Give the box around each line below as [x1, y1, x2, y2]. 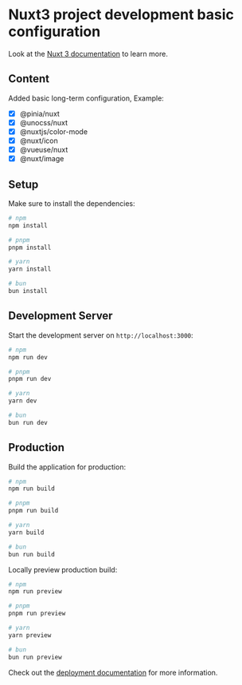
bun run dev [8, 418, 48, 426]
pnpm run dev [8, 375, 52, 383]
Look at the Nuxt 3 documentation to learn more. [8, 49, 169, 58]
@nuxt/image [19, 154, 64, 164]
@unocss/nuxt [19, 117, 68, 127]
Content [8, 72, 50, 85]
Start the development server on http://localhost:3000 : [8, 330, 193, 340]
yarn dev [8, 397, 37, 405]
